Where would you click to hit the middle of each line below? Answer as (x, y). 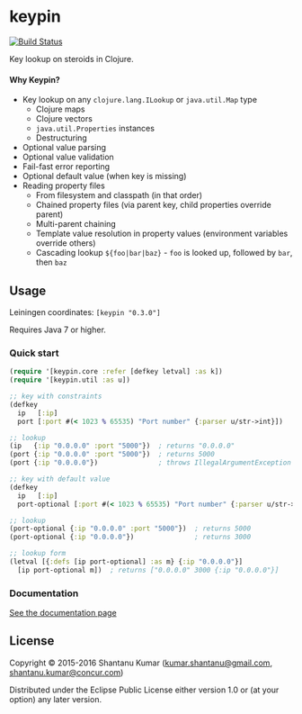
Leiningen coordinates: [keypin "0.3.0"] (85, 312)
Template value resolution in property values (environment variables (162, 234)
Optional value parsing (64, 148)
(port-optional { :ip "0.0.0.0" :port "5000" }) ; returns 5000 (130, 529)
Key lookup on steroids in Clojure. (72, 59)
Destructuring (61, 138)
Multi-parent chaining (76, 224)
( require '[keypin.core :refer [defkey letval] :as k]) (116, 372)
